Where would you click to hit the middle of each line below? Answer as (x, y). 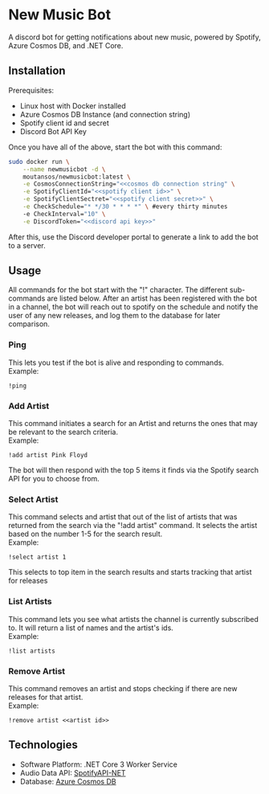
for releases (28, 581)
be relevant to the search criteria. (63, 432)
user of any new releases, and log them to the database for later (114, 316)
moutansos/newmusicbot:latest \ (77, 177)
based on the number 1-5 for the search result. (86, 534)
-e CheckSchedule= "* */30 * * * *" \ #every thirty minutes (125, 207)
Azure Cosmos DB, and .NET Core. (66, 45)
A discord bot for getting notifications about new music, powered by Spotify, (134, 37)
